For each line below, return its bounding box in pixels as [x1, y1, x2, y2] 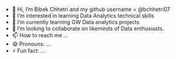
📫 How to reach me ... [11, 32, 68, 39]
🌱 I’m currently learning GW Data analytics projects [11, 19, 140, 25]
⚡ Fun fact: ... [11, 47, 45, 54]
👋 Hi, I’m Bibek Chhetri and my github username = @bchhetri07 [11, 6, 171, 13]
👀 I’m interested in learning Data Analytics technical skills [11, 12, 154, 19]
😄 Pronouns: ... [11, 40, 51, 48]
